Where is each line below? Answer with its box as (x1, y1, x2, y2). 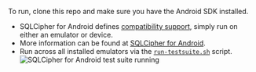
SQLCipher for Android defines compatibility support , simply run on (19, 22, 238, 31)
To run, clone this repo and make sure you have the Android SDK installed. (8, 7, 249, 16)
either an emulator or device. (19, 31, 114, 39)
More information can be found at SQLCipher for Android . (19, 38, 206, 48)
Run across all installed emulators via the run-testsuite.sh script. (19, 47, 233, 56)
